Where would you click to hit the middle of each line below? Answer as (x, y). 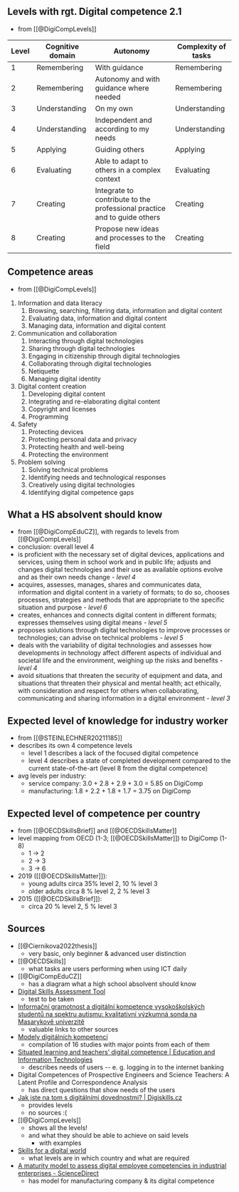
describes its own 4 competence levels (75, 746)
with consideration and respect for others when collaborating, (108, 691)
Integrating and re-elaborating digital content (94, 401)
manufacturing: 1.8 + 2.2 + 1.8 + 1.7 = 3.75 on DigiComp (110, 791)
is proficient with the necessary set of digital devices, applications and (121, 555)
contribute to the (123, 199)
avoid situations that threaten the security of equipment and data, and (120, 676)
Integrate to (114, 190)
